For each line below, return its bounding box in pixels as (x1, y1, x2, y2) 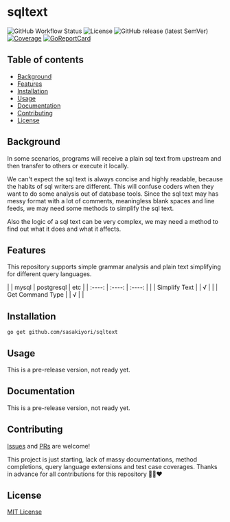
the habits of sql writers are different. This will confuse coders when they (7, 182, 214, 190)
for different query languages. (7, 270, 92, 278)
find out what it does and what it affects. (7, 225, 122, 233)
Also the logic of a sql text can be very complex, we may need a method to (7, 217, 218, 225)
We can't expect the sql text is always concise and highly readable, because (7, 174, 223, 183)
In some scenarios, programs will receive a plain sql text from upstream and (7, 154, 222, 162)
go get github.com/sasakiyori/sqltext (7, 329, 118, 336)
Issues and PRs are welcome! (7, 442, 91, 450)
